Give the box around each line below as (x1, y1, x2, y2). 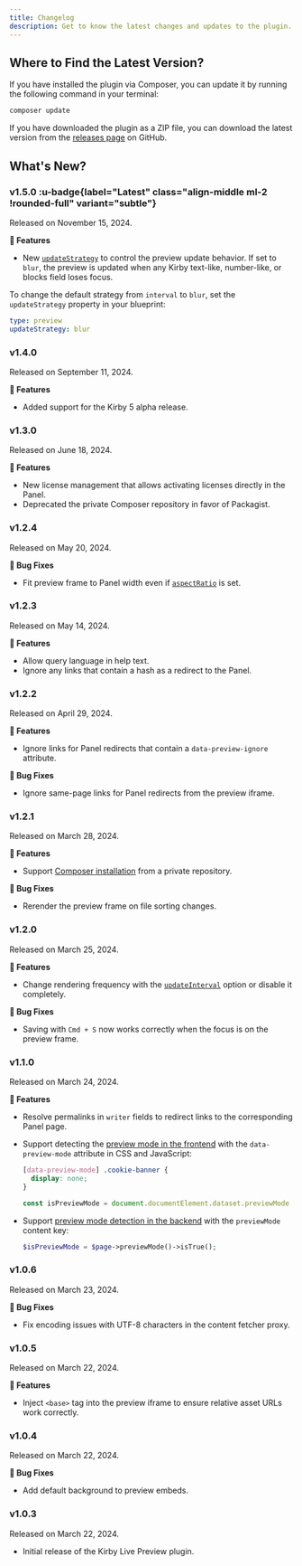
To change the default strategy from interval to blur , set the (9, 288, 236, 299)
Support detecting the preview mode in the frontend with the (22, 1138, 248, 1149)
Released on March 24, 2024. (9, 1077, 120, 1087)
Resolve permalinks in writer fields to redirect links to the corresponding (22, 1111, 293, 1122)
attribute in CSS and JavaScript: (73, 1148, 192, 1158)
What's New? (9, 158, 87, 174)
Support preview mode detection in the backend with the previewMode (22, 1215, 281, 1226)
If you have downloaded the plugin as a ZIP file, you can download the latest (9, 123, 293, 134)
